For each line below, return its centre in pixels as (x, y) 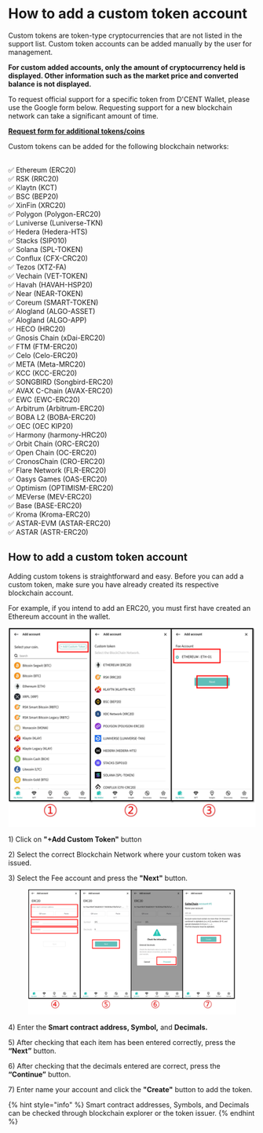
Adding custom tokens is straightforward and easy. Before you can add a (126, 576)
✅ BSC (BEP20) (33, 196)
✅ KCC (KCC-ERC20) (43, 373)
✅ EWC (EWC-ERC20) (44, 399)
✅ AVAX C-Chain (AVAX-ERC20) (60, 390)
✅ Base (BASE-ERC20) (45, 505)
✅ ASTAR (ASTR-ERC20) (48, 532)
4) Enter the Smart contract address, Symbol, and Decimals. (108, 1027)
